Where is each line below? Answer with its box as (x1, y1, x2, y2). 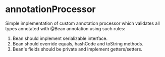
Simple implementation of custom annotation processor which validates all (5, 20, 160, 26)
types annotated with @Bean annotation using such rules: (5, 25, 126, 31)
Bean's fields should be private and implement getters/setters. (12, 46, 143, 52)
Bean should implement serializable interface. (12, 35, 107, 41)
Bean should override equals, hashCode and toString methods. (12, 40, 144, 46)
